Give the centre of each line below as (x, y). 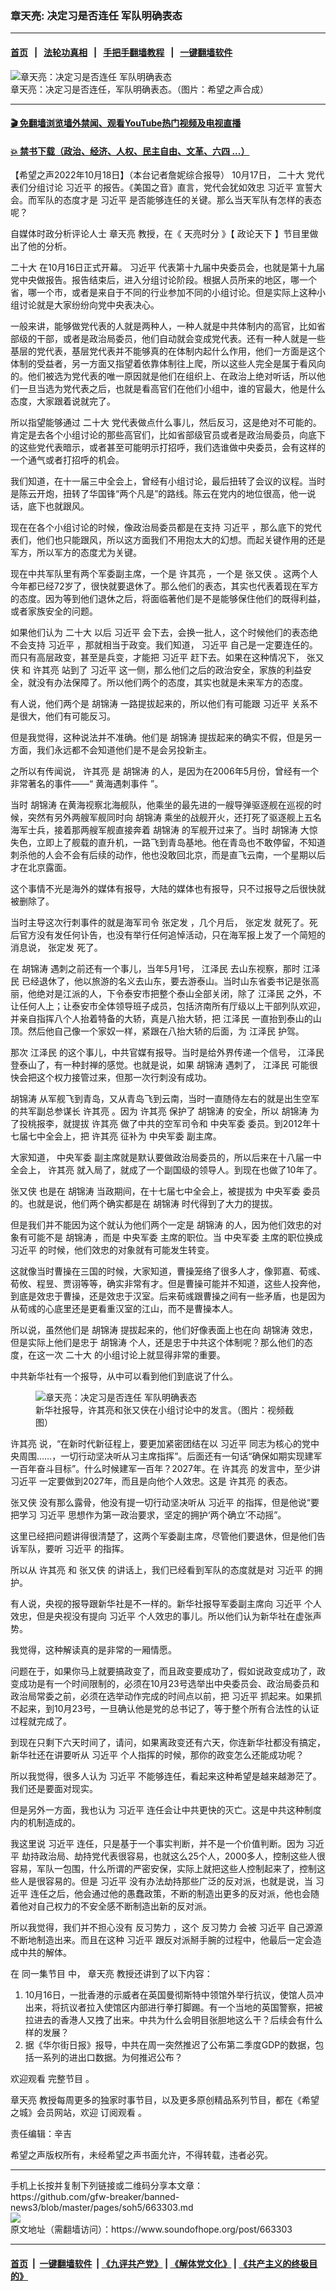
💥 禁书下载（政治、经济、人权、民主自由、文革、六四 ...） (130, 151)
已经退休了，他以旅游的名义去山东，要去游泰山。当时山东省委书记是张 (166, 981)
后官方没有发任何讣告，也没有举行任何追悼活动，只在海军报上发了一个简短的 (168, 935)
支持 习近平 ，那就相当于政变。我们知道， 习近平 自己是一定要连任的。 (172, 645)
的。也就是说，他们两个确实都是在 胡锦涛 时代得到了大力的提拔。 (144, 1204)
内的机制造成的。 (45, 1823)
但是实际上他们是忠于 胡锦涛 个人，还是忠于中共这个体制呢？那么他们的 (157, 1343)
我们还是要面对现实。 (54, 1789)
